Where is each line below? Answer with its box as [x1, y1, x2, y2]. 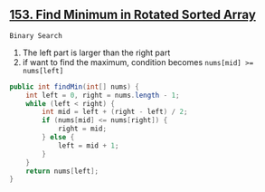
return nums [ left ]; [25, 167, 99, 176]
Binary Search [9, 31, 63, 40]
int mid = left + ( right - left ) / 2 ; [42, 108, 188, 117]
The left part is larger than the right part [22, 47, 171, 58]
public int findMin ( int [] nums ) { [9, 82, 140, 91]
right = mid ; [57, 124, 107, 134]
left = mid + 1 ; [57, 140, 119, 150]
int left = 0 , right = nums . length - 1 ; [25, 91, 180, 100]
